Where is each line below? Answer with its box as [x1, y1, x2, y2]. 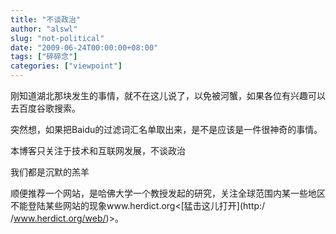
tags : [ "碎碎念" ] [10, 52, 78, 62]
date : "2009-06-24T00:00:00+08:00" [10, 42, 159, 53]
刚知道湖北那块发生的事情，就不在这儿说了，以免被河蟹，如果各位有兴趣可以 [10, 90, 326, 101]
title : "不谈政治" [10, 14, 82, 25]
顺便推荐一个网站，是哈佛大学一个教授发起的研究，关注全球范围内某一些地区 [10, 187, 326, 199]
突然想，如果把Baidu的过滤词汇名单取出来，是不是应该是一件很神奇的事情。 [10, 124, 323, 135]
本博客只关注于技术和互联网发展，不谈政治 [10, 145, 186, 156]
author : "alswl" [10, 24, 78, 34]
